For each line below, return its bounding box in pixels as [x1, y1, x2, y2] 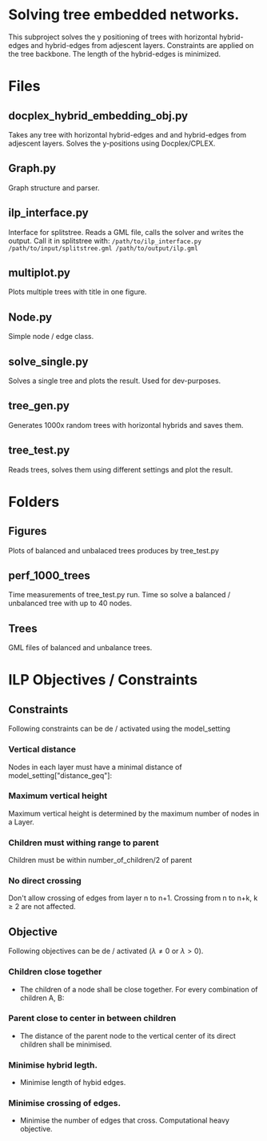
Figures [8, 525, 47, 538]
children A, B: [19, 993, 65, 1003]
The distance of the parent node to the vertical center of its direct [19, 1031, 236, 1040]
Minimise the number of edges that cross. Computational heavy [19, 1115, 230, 1125]
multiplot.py [8, 265, 70, 279]
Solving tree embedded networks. [8, 6, 240, 24]
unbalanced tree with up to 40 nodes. [8, 598, 133, 608]
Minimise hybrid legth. [8, 1059, 98, 1071]
